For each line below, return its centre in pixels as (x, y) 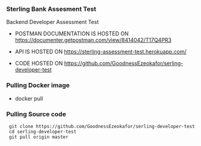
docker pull (29, 99)
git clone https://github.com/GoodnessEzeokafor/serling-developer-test (102, 126)
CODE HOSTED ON (39, 63)
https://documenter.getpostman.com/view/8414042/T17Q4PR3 (93, 40)
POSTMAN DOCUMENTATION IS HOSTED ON (72, 34)
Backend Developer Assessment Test (53, 22)
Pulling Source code (36, 114)
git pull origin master (39, 137)
